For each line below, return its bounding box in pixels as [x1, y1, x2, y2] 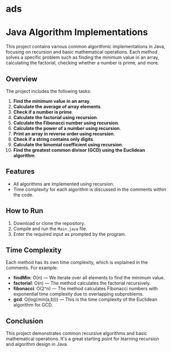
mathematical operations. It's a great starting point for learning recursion [6, 336, 159, 342]
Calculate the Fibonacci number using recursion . [13, 120, 119, 126]
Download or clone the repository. [13, 220, 85, 226]
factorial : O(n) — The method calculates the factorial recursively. [13, 280, 151, 287]
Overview [6, 75, 38, 83]
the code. [13, 191, 34, 197]
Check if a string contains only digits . [13, 136, 95, 142]
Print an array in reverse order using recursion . [13, 130, 115, 137]
